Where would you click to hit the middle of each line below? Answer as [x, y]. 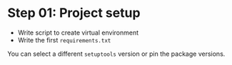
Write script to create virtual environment [78, 32]
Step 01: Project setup [74, 13]
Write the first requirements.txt [64, 40]
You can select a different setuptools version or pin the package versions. [116, 54]
